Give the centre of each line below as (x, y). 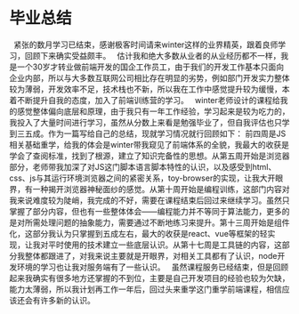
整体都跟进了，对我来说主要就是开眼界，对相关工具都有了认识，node (151, 255)
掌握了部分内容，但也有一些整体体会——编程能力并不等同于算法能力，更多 (145, 211)
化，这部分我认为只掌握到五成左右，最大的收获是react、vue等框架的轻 (139, 233)
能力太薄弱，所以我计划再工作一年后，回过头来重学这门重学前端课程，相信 (145, 289)
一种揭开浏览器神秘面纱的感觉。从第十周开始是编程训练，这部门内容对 (161, 189)
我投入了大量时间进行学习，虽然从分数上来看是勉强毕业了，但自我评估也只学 (149, 122)
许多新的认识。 (67, 300)
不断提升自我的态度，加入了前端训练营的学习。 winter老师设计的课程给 (148, 100)
